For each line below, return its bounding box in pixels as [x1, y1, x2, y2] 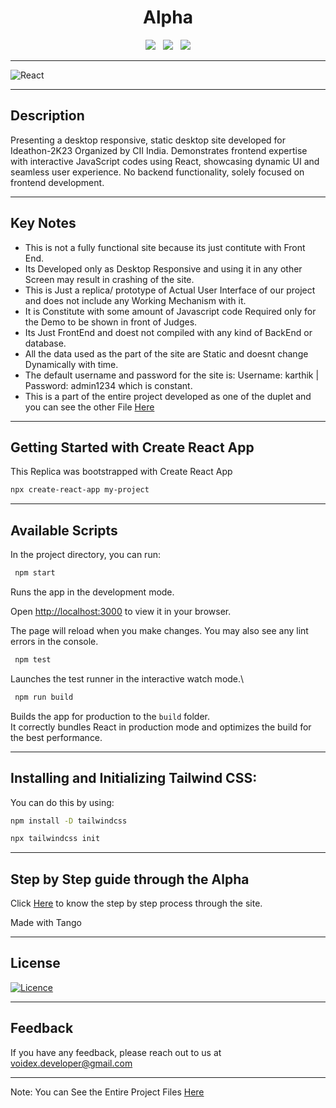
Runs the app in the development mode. [10, 586, 175, 598]
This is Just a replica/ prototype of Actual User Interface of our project [24, 284, 316, 296]
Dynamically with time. [24, 358, 119, 370]
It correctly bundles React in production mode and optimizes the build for [10, 721, 312, 733]
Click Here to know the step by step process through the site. [10, 897, 263, 910]
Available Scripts [10, 522, 118, 539]
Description [10, 107, 85, 125]
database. [24, 337, 67, 349]
